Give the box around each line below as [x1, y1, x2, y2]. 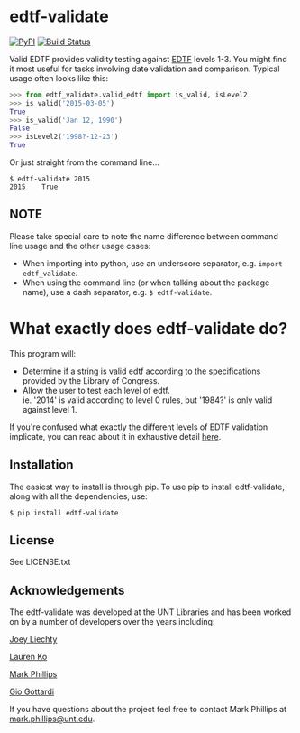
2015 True [9, 182, 59, 191]
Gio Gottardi [9, 686, 55, 697]
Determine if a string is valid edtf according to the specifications [22, 366, 261, 376]
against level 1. [22, 404, 77, 414]
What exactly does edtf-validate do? [9, 319, 288, 339]
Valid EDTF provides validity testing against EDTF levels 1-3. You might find [9, 53, 288, 64]
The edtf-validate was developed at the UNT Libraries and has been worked [9, 607, 292, 617]
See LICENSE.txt [9, 557, 71, 568]
